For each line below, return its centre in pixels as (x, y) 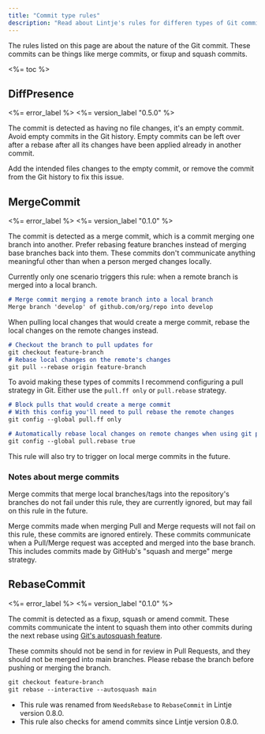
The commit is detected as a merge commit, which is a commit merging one (131, 236)
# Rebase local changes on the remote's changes (90, 359)
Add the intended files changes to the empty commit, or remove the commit (131, 169)
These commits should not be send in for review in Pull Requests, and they (129, 651)
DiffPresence (41, 94)
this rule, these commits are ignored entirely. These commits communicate (129, 535)
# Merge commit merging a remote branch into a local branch (111, 300)
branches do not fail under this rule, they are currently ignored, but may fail (130, 503)
